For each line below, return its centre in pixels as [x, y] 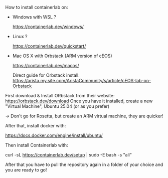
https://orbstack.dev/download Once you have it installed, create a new [79, 101]
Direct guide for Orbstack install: [46, 75]
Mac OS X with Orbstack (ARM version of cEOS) [62, 56]
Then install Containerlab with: [37, 145]
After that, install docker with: [36, 126]
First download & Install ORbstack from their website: [60, 96]
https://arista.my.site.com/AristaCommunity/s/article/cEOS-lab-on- [82, 80]
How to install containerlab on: [37, 7]
